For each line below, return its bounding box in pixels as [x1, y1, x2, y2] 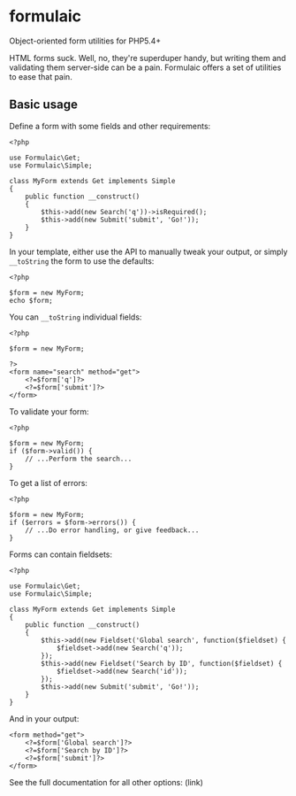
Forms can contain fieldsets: [9, 549, 113, 560]
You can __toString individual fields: [9, 312, 142, 322]
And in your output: [9, 713, 80, 723]
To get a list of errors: [9, 477, 88, 488]
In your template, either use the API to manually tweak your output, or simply [9, 246, 288, 257]
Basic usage [9, 97, 78, 112]
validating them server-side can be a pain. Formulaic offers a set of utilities [9, 62, 282, 73]
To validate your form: [9, 406, 90, 417]
